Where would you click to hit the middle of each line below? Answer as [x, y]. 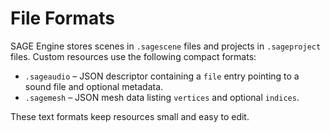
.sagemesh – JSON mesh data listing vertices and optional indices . [162, 97]
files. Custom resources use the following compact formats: [133, 56]
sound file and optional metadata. [94, 86]
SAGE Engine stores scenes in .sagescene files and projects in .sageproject [166, 46]
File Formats [62, 18]
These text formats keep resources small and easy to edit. [130, 116]
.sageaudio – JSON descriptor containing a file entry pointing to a [162, 76]
